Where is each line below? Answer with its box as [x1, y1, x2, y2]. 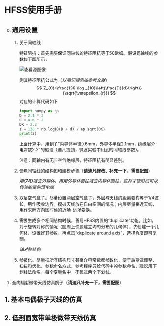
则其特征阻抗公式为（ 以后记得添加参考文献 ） [19, 77, 110, 83]
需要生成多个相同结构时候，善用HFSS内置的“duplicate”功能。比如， [19, 217, 157, 224]
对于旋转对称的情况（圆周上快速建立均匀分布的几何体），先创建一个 [19, 224, 155, 230]
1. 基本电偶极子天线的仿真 [4, 296, 82, 304]
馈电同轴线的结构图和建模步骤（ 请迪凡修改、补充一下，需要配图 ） [19, 168, 153, 174]
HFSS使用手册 [4, 4, 62, 16]
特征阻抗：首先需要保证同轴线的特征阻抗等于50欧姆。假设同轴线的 [19, 50, 154, 56]
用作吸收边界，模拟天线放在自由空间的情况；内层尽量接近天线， [27, 201, 157, 207]
